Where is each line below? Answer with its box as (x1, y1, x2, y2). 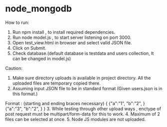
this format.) (12, 91, 38, 97)
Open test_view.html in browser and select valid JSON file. (12, 39, 132, 45)
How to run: (5, 19, 29, 25)
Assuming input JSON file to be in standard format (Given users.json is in (12, 85, 163, 91)
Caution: (5, 65, 23, 71)
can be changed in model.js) (12, 55, 71, 61)
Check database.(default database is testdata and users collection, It (12, 50, 154, 56)
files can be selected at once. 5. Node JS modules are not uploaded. (5, 116, 146, 122)
